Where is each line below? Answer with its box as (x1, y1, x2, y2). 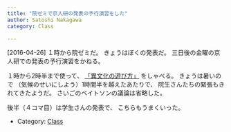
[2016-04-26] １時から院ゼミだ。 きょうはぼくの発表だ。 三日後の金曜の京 (7, 49, 221, 57)
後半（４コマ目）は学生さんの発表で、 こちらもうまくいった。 (7, 104, 185, 112)
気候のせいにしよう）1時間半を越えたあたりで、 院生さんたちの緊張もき (20, 80, 225, 89)
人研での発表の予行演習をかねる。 (7, 57, 104, 65)
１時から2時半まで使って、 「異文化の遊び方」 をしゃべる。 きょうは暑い (7, 71, 216, 80)
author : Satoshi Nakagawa (7, 16, 82, 23)
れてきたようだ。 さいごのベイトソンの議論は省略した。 (7, 89, 166, 97)
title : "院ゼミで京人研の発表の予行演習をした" (7, 10, 128, 17)
